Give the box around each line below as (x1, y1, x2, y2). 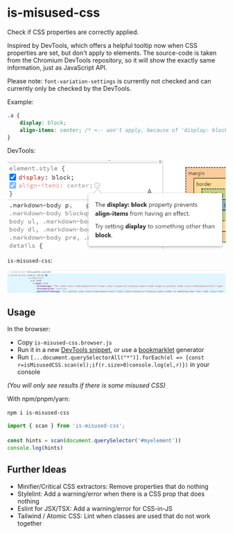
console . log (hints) (7, 444, 64, 451)
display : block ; (19, 119, 67, 126)
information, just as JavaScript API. (7, 63, 107, 72)
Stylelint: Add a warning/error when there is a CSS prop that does (17, 490, 205, 498)
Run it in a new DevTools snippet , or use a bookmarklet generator (17, 346, 205, 354)
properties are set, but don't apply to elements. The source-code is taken (7, 49, 217, 57)
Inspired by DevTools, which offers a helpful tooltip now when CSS (7, 41, 198, 49)
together (17, 519, 42, 527)
